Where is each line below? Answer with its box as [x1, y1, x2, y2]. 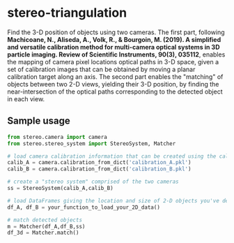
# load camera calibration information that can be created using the [7, 152, 217, 160]
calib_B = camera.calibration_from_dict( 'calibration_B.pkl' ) [7, 165, 192, 172]
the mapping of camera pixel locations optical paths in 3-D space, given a [7, 57, 219, 66]
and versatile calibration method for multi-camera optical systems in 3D [7, 43, 221, 51]
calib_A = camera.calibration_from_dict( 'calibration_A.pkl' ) [7, 159, 192, 166]
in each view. [7, 94, 45, 103]
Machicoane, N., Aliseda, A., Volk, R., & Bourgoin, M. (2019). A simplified [7, 35, 221, 43]
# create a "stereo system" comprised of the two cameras [7, 178, 179, 186]
